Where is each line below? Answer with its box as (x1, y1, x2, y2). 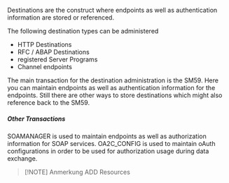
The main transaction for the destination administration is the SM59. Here (7, 76, 219, 85)
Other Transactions (7, 115, 66, 123)
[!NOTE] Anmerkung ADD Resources (24, 168, 131, 176)
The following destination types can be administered (7, 27, 159, 35)
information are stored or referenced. (7, 13, 114, 22)
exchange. (7, 154, 38, 163)
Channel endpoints (17, 63, 72, 71)
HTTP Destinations (17, 41, 72, 48)
